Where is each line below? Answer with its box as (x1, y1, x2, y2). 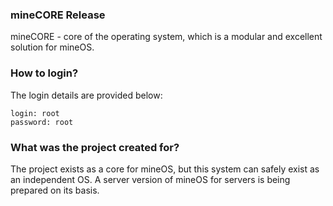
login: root (10, 108, 60, 118)
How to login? (10, 66, 79, 80)
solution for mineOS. (10, 41, 95, 53)
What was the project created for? (10, 140, 180, 154)
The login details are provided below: (10, 89, 163, 101)
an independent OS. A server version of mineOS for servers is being (10, 173, 291, 185)
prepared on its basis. (10, 184, 100, 196)
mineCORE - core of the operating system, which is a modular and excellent (10, 31, 323, 43)
